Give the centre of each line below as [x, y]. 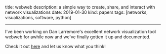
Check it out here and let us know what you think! [56, 46]
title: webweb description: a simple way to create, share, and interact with [80, 7]
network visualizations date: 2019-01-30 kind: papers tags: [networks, [77, 12]
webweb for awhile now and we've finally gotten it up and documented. [78, 37]
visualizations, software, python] [38, 17]
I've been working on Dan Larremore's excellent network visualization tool [81, 32]
